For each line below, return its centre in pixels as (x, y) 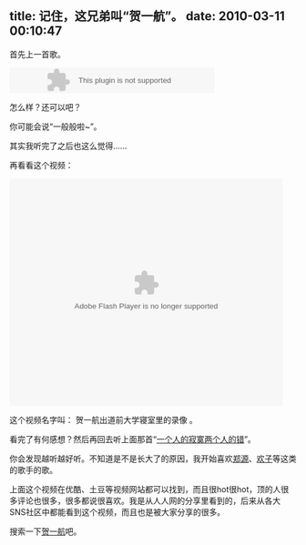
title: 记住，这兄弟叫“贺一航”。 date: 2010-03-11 (147, 16)
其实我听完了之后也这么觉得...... (68, 146)
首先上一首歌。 (37, 54)
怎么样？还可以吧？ (46, 106)
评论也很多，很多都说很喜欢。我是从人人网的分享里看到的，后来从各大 (148, 500)
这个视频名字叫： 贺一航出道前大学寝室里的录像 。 (103, 419)
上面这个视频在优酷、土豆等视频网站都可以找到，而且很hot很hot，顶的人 (145, 489)
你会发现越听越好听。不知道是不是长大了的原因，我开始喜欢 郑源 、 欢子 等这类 (153, 459)
